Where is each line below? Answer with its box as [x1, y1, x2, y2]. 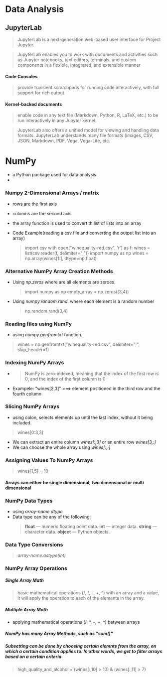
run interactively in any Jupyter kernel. [17, 118, 97, 124]
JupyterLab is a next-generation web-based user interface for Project [17, 36, 161, 42]
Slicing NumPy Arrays [5, 403, 60, 410]
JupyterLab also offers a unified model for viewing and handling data [17, 127, 160, 133]
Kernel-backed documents [5, 101, 62, 107]
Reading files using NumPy [5, 320, 72, 327]
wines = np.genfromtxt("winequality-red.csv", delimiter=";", [17, 341, 140, 347]
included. [12, 419, 32, 425]
